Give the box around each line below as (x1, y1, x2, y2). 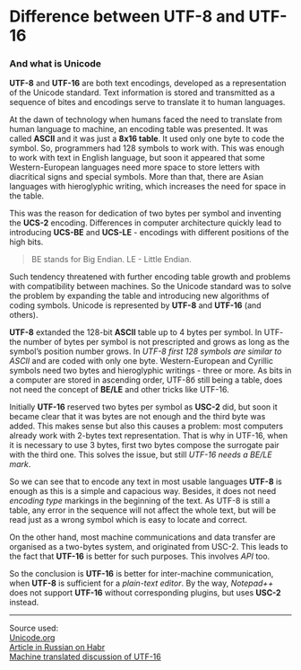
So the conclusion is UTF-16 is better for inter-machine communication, (9, 569, 274, 579)
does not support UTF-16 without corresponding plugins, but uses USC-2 (9, 587, 281, 598)
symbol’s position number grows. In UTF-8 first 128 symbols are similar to (9, 346, 282, 357)
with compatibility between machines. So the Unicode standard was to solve (9, 281, 292, 292)
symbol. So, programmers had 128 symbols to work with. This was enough (9, 143, 285, 154)
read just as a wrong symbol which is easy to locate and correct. (9, 515, 248, 525)
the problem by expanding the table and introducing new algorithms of (9, 290, 270, 302)
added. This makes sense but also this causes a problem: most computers (9, 420, 284, 432)
